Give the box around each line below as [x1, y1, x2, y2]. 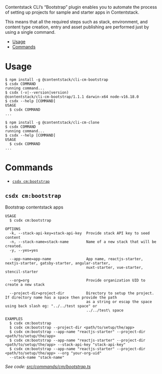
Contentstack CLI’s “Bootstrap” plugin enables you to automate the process [5, 4, 158, 10]
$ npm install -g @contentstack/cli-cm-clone [5, 120, 99, 125]
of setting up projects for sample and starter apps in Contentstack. [5, 9, 139, 15]
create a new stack [5, 282, 45, 287]
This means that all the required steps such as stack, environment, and [5, 19, 148, 24]
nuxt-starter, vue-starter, [86, 265, 143, 270]
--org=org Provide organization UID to [9, 278, 146, 283]
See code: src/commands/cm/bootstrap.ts [5, 363, 91, 369]
